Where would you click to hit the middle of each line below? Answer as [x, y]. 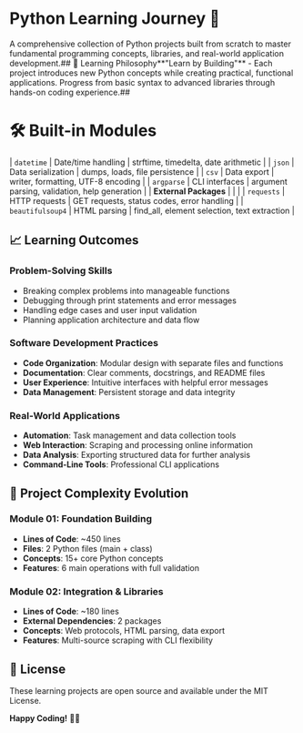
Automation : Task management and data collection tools [129, 435]
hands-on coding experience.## [70, 92]
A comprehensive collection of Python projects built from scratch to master [150, 44]
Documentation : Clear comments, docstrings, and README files [144, 372]
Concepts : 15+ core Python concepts [93, 558]
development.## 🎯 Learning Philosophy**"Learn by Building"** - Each [141, 63]
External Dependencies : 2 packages [92, 621]
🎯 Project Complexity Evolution [99, 493]
